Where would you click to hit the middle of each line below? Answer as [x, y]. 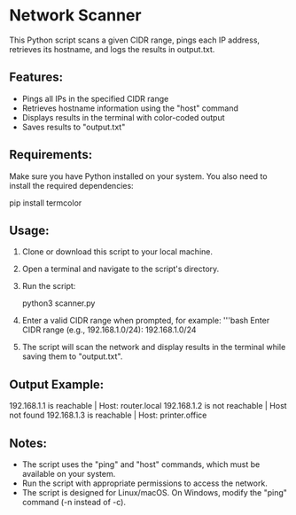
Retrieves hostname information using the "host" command [130, 108]
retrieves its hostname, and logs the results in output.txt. [112, 49]
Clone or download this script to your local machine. [117, 252]
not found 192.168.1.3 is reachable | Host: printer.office [108, 415]
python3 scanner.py [58, 303]
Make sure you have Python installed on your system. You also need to [138, 176]
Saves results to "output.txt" [74, 127]
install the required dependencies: [72, 185]
